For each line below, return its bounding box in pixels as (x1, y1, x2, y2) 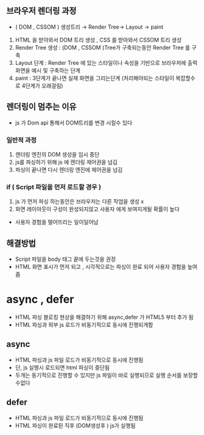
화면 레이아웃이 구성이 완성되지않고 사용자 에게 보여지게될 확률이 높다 (15, 205, 180, 213)
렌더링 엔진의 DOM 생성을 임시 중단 (15, 150, 100, 158)
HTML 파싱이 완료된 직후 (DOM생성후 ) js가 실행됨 (15, 422, 136, 429)
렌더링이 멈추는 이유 (6, 101, 77, 112)
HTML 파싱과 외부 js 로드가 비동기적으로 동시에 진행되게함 (15, 321, 153, 328)
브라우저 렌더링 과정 (6, 5, 77, 16)
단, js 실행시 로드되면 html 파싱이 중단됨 (15, 364, 110, 371)
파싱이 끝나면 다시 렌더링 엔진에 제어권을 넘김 (15, 166, 123, 173)
